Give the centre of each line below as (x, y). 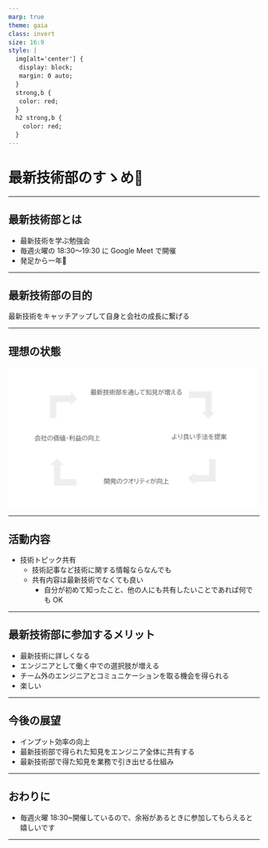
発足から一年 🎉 (43, 261)
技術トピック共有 (48, 560)
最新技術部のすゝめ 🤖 (76, 178)
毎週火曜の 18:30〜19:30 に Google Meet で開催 (98, 250)
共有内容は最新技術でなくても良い (87, 580)
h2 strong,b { (39, 118)
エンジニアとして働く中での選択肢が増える (89, 665)
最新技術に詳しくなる (55, 655)
